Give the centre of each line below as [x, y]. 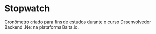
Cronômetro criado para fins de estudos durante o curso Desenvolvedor [78, 22]
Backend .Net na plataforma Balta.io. [42, 27]
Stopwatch [27, 8]
